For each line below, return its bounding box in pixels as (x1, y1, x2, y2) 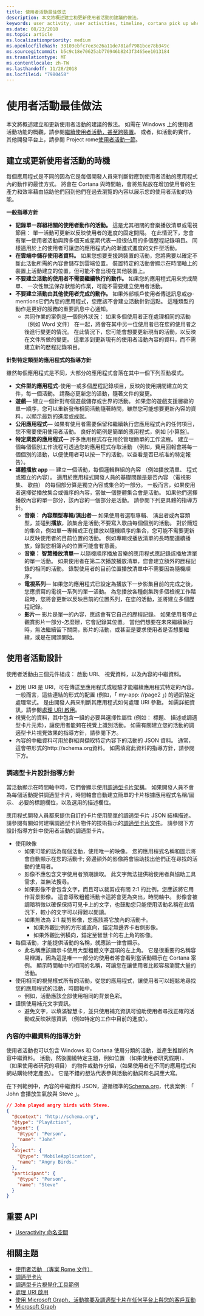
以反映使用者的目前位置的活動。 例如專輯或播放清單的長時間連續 (24, 534, 186, 542)
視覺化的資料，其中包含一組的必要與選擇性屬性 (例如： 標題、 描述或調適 (15, 713, 197, 721)
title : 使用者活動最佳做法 (6, 9, 67, 15)
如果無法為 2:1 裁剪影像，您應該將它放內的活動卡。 (24, 916, 152, 924)
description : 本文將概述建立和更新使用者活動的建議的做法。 (6, 15, 141, 21)
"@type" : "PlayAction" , (12, 1119, 72, 1126)
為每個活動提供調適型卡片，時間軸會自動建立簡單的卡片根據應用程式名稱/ (6, 791, 189, 799)
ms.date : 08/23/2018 (6, 26, 59, 32)
